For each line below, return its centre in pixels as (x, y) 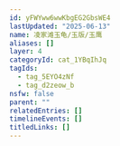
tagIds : (24, 69)
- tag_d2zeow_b (46, 85)
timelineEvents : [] (46, 119)
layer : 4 (26, 52)
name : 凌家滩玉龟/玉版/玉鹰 (56, 34)
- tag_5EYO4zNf (46, 77)
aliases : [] (32, 43)
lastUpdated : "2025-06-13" (60, 26)
